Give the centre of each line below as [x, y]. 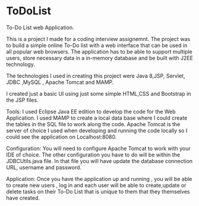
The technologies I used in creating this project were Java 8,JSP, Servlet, [96, 76]
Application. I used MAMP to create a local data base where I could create [97, 118]
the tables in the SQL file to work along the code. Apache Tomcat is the [93, 124]
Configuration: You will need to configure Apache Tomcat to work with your [99, 148]
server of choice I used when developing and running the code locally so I [97, 130]
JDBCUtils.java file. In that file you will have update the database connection [99, 161]
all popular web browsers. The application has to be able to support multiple [99, 51]
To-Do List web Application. [40, 27]
